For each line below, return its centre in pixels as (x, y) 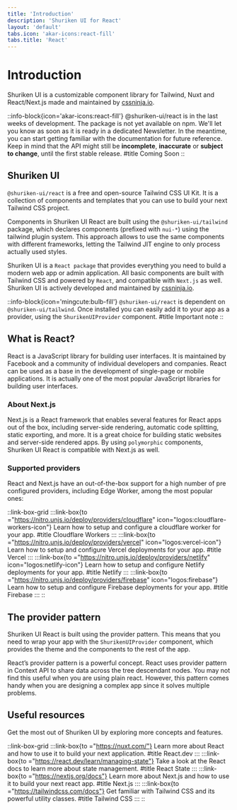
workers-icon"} (30, 527)
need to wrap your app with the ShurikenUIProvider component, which (110, 642)
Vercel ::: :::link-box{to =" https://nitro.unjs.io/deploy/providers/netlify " (109, 557)
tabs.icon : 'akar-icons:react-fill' (61, 34)
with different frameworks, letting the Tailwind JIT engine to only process (114, 244)
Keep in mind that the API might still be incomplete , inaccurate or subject (115, 146)
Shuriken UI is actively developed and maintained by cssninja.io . (101, 288)
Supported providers (44, 468)
